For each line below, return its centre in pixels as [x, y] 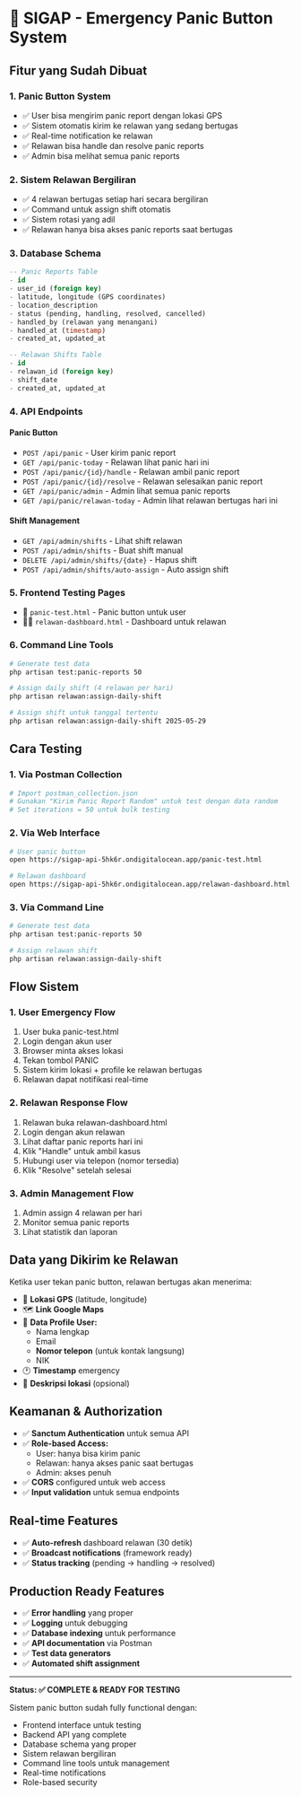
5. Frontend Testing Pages [67, 592]
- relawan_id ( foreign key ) [62, 372]
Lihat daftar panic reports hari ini [82, 1141]
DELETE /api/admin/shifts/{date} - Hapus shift [109, 560]
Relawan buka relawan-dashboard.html [95, 1122]
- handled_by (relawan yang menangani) [84, 322]
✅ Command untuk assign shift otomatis [97, 209]
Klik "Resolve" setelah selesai [77, 1170]
